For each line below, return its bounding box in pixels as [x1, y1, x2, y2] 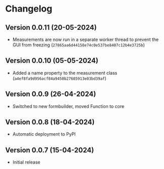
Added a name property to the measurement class [12, 70, 118, 76]
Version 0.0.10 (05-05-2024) [5, 57, 98, 65]
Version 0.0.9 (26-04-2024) [5, 90, 96, 98]
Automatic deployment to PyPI [12, 131, 76, 137]
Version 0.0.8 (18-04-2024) [5, 118, 95, 127]
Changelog [5, 3, 52, 15]
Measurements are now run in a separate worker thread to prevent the [12, 36, 159, 42]
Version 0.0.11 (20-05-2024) [5, 23, 97, 32]
